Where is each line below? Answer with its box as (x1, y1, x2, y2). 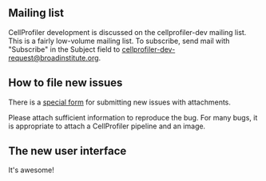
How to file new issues (8, 76, 123, 90)
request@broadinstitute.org (8, 53, 99, 62)
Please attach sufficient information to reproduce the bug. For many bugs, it (8, 112, 258, 122)
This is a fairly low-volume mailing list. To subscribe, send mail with (8, 36, 230, 45)
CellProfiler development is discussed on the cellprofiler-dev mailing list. (8, 27, 247, 37)
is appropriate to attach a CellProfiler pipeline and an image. (8, 121, 206, 131)
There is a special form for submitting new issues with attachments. (8, 97, 232, 107)
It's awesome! (8, 165, 54, 175)
